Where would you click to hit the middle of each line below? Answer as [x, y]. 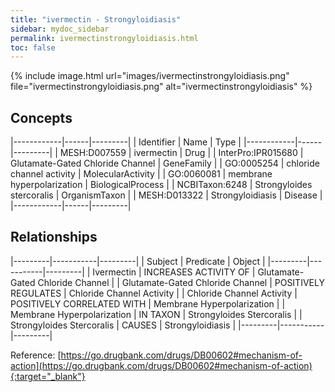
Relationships [54, 237]
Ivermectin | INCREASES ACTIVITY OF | [174, 272]
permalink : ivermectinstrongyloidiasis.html [104, 38]
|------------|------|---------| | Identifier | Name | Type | [126, 142]
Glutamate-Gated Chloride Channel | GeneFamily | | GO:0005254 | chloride [165, 163]
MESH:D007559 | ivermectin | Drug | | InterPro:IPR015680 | [181, 153]
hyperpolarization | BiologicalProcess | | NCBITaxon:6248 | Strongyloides [161, 185]
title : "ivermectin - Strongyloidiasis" [96, 19]
